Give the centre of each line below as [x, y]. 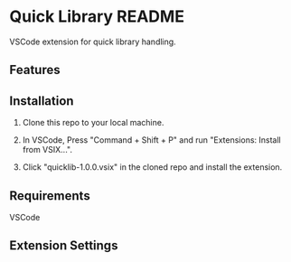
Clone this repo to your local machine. [93, 123]
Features [35, 70]
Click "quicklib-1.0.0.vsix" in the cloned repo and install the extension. [152, 167]
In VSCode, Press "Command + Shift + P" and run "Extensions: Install [152, 140]
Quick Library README [97, 17]
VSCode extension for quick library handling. [93, 42]
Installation [42, 101]
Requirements [50, 196]
